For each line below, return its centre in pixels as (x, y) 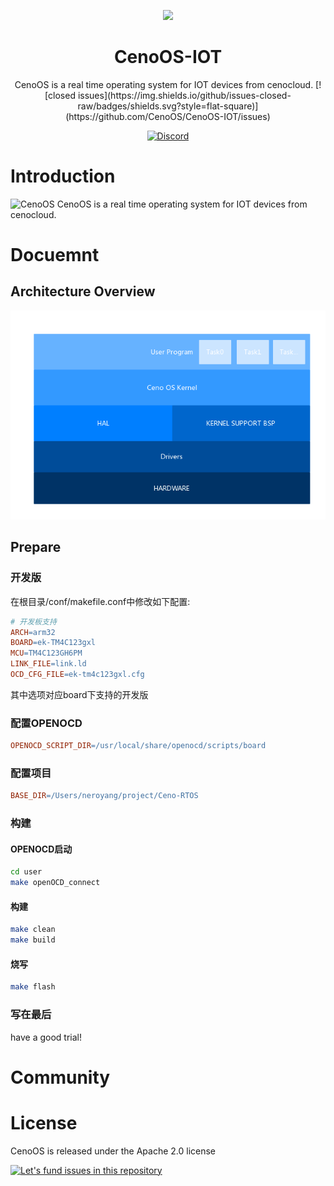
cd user (26, 872)
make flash (33, 987)
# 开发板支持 (33, 621)
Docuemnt (55, 255)
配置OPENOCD (46, 723)
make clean (33, 930)
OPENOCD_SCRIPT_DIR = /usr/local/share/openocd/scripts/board (138, 746)
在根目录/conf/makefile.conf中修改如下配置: (100, 601)
